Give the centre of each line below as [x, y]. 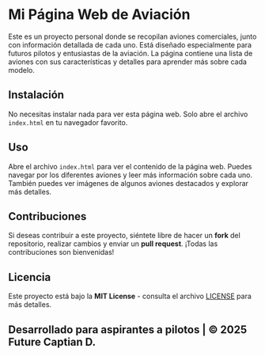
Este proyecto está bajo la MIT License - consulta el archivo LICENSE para [130, 296]
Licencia [30, 277]
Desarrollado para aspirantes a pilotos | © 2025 [128, 329]
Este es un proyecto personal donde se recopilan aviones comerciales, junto [132, 36]
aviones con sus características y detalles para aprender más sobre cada [128, 62]
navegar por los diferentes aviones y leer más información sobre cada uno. [131, 175]
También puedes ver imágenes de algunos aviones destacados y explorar [129, 183]
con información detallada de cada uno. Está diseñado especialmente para [130, 44]
